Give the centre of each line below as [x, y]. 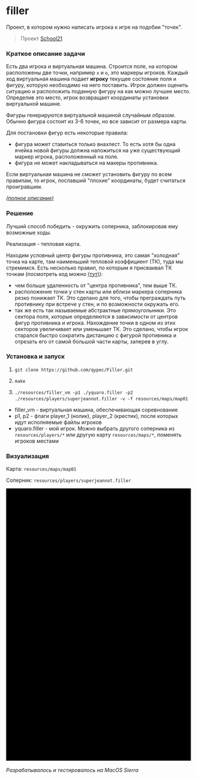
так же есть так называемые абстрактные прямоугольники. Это [95, 310]
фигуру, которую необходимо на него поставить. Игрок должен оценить [97, 85]
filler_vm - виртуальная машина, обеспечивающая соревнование [96, 410]
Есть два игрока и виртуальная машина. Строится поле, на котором [92, 66]
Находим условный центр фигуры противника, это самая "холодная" [93, 255]
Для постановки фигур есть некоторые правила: [67, 133]
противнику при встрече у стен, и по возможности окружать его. [97, 304]
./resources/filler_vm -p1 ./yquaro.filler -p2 [74, 392]
